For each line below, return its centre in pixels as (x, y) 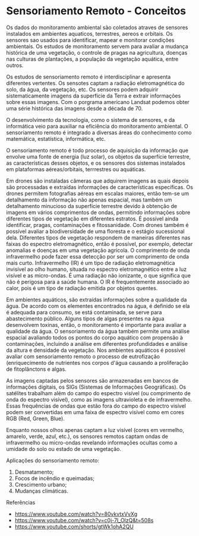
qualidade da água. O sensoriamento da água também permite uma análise (98, 331)
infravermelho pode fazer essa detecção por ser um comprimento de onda (97, 256)
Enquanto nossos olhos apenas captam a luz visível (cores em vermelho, (95, 430)
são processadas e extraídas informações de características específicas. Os (99, 187)
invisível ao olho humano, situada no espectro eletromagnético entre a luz (97, 269)
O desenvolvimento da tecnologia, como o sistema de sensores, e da (91, 119)
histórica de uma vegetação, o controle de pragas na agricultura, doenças (97, 52)
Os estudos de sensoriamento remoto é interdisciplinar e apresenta (89, 77)
